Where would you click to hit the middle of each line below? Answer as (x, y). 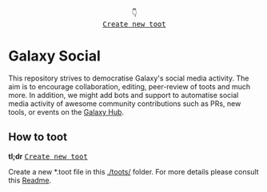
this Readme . (30, 180)
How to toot (38, 137)
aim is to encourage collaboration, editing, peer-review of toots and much (130, 86)
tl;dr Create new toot (48, 156)
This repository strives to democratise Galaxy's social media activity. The (129, 78)
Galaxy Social (55, 56)
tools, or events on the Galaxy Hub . (66, 112)
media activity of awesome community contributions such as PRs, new (125, 104)
